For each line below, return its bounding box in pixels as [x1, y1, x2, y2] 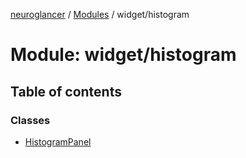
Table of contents [10, 83, 122, 100]
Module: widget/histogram [10, 44, 237, 66]
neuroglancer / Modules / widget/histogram [10, 9, 190, 20]
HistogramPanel [24, 135, 92, 148]
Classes [10, 113, 51, 127]
